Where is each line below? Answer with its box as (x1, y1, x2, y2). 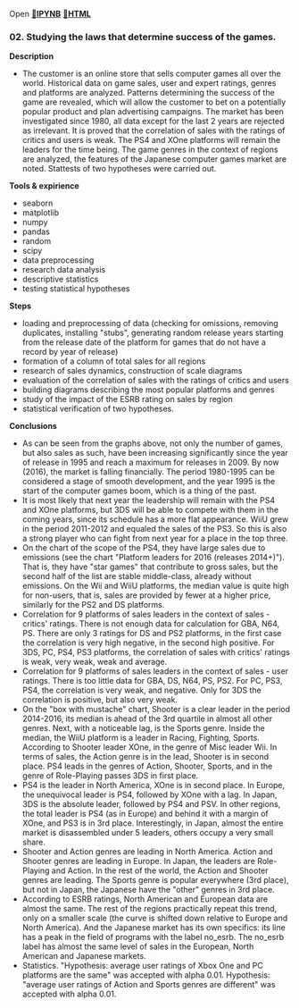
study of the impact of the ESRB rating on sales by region (21, 394, 234, 405)
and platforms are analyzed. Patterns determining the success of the (21, 88, 275, 98)
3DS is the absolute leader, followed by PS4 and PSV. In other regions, (21, 799, 281, 810)
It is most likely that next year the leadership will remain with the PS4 (21, 495, 276, 506)
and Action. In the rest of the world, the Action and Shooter (51, 865, 270, 876)
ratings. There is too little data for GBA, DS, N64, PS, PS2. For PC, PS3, (21, 676, 283, 686)
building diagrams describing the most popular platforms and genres (21, 384, 275, 395)
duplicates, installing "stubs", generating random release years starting (21, 327, 284, 339)
